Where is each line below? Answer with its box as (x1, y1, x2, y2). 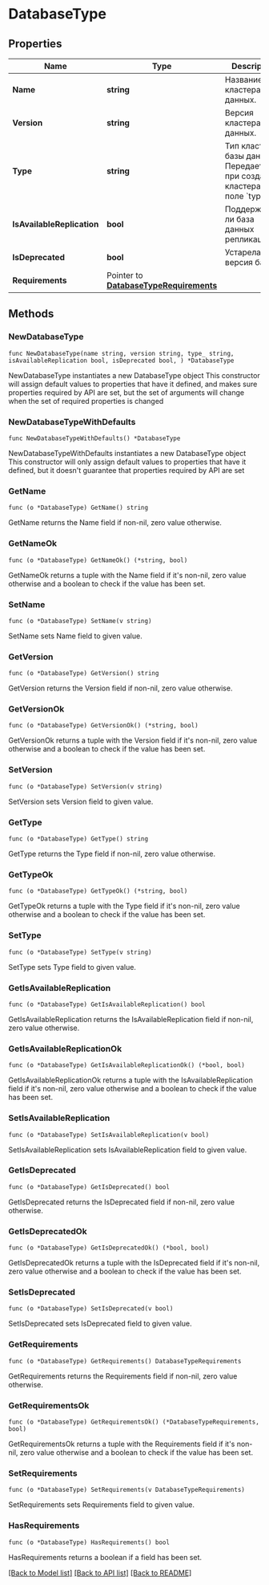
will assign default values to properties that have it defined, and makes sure (8, 379, 258, 389)
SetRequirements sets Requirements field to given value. (8, 1500, 195, 1510)
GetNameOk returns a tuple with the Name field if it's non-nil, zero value (8, 570, 247, 580)
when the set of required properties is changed (8, 396, 164, 405)
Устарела (224, 247, 262, 258)
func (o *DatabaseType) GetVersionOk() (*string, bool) (8, 722, 199, 730)
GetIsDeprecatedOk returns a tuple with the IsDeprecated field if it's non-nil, (8, 1258, 260, 1268)
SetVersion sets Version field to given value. (8, 797, 154, 806)
